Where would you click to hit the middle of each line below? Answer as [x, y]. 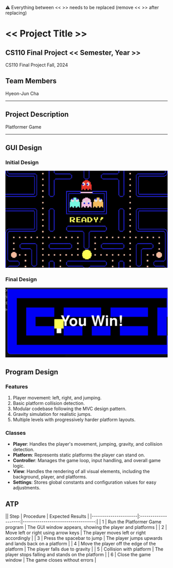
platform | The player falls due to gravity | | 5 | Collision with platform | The [84, 549]
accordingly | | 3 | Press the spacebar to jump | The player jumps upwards [84, 538]
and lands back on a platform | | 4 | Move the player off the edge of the [81, 544]
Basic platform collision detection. [49, 404]
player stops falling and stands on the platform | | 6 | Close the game [78, 555]
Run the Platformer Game [135, 522]
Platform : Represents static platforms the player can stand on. [79, 455]
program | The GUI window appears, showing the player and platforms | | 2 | [86, 527]
